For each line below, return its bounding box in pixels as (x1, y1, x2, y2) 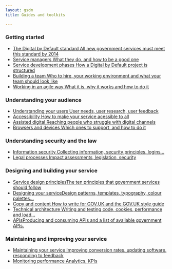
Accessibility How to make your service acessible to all (12, 113, 129, 120)
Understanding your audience (5, 96, 82, 103)
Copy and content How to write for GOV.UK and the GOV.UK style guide (12, 201, 164, 207)
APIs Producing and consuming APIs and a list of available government (12, 217, 162, 223)
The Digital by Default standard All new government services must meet (12, 45, 165, 51)
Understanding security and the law (5, 137, 97, 144)
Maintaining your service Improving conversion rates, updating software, (12, 247, 167, 253)
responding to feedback (12, 252, 64, 258)
